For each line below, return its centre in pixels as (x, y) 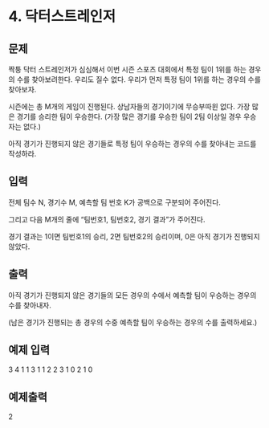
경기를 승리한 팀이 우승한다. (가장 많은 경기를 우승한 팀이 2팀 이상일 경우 (129, 116)
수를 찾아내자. (30, 305)
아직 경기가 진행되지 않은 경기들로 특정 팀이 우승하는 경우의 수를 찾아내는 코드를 (132, 144)
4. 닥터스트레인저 (62, 16)
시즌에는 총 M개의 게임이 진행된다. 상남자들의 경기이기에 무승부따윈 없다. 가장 (129, 106)
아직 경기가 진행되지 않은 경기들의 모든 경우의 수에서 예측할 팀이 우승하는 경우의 (132, 295)
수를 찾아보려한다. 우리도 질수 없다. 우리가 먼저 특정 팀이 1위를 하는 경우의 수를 (139, 79)
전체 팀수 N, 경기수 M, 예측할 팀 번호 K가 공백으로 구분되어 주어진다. (114, 202)
